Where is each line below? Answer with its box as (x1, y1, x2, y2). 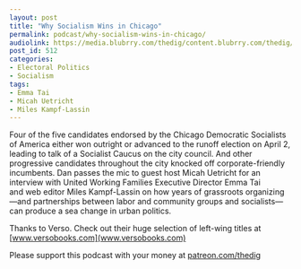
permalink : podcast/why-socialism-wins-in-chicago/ (9, 30, 206, 39)
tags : (9, 80, 30, 89)
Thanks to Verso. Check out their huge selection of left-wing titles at (9, 223, 262, 234)
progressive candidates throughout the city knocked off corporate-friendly (9, 158, 285, 169)
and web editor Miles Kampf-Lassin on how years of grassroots (9, 187, 244, 197)
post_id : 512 (9, 47, 58, 56)
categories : (9, 55, 54, 64)
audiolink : (9, 38, 50, 48)
